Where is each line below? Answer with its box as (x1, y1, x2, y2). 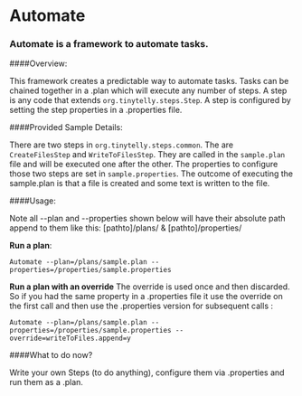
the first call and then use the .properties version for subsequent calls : (9, 300, 274, 312)
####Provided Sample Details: (9, 122, 124, 133)
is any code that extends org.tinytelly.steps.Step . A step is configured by (9, 95, 291, 106)
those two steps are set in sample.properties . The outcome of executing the (9, 168, 294, 179)
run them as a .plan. (9, 377, 84, 388)
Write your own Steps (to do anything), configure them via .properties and (9, 367, 285, 378)
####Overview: (9, 58, 68, 69)
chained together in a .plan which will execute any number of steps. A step (9, 85, 288, 96)
